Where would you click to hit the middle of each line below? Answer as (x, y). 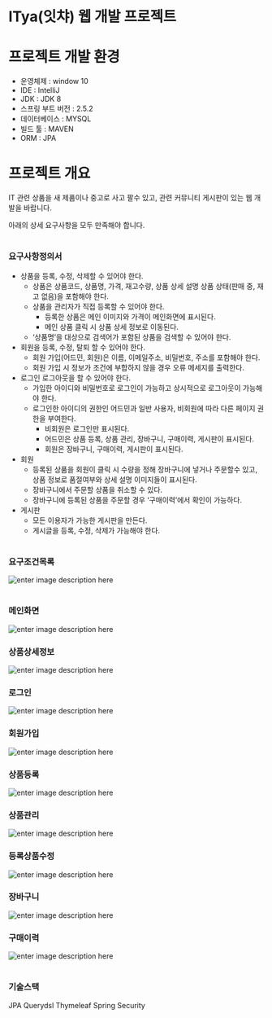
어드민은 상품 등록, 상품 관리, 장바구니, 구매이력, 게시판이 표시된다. (149, 439)
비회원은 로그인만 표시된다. (87, 428)
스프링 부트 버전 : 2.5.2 (56, 109)
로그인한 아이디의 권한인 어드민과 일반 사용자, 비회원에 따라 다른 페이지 (144, 408)
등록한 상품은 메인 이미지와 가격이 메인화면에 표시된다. (130, 316)
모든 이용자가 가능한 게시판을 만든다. (90, 520)
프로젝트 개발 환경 (64, 57)
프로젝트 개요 (50, 174)
